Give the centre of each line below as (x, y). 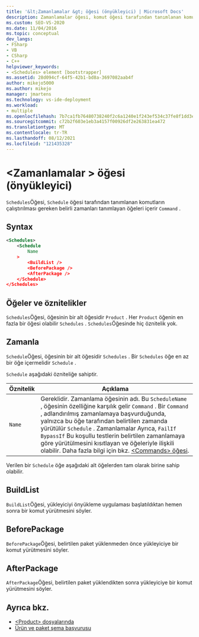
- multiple (20, 111)
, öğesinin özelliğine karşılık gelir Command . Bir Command (114, 406)
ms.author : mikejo (29, 89)
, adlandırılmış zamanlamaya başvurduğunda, (103, 413)
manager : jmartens (29, 94)
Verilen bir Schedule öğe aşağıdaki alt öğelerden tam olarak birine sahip (93, 465)
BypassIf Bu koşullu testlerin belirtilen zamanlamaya (113, 436)
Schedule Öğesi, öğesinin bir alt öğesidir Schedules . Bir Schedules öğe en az (98, 356)
